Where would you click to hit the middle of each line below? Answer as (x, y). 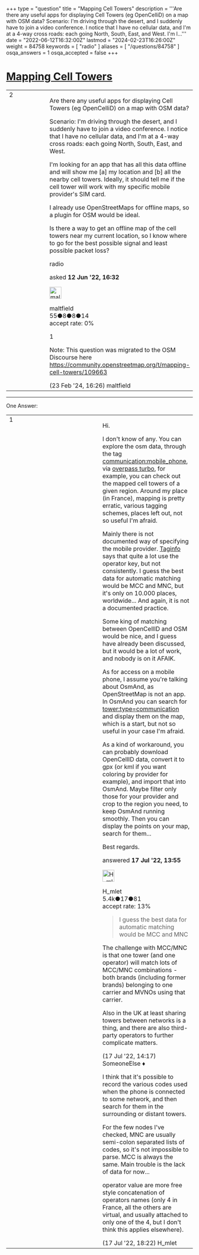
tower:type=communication (141, 708)
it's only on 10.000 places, (140, 593)
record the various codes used (145, 1084)
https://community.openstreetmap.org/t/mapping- (120, 364)
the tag (113, 453)
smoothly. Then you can (136, 818)
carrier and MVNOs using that (144, 992)
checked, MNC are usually (139, 1135)
